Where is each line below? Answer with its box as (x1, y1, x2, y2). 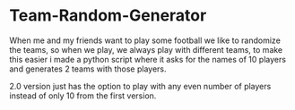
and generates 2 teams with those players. (9, 63, 168, 74)
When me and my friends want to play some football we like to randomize (9, 35, 281, 46)
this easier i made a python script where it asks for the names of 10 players (9, 54, 287, 64)
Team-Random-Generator (9, 5, 207, 26)
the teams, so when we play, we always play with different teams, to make (9, 44, 283, 55)
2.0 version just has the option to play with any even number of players (9, 80, 272, 91)
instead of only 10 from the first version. (9, 90, 157, 101)
